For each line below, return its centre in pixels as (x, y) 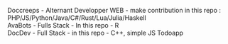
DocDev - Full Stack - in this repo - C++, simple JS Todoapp (95, 33)
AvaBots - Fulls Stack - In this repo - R (63, 25)
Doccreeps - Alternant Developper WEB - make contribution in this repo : (114, 10)
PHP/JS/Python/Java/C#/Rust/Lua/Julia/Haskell (77, 18)
